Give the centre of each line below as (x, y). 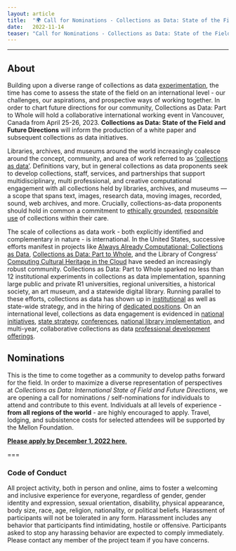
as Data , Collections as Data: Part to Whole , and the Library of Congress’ (112, 254)
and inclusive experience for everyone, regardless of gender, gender (107, 496)
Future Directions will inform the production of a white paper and (102, 130)
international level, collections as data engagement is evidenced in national (116, 314)
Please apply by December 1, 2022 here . (67, 441)
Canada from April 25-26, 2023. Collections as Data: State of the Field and (117, 123)
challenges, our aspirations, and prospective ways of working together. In (113, 100)
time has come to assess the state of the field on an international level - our (117, 93)
